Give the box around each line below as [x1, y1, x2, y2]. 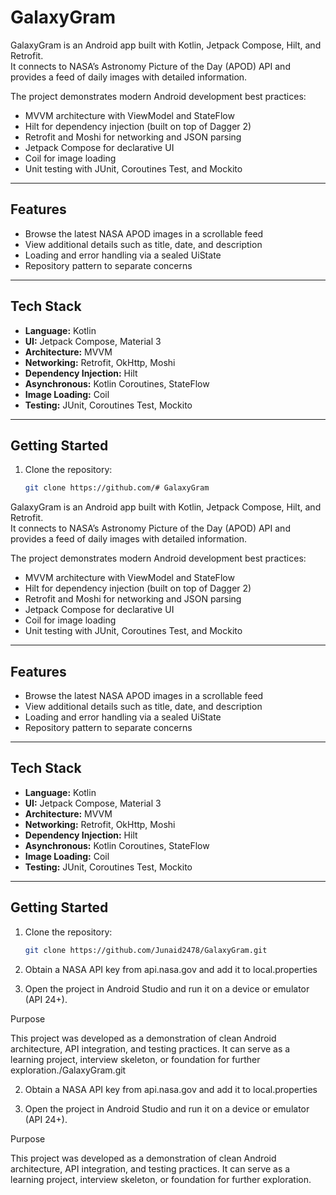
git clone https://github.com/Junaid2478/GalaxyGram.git [24, 945, 268, 955]
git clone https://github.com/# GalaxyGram [24, 483, 210, 493]
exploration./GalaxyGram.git [10, 1064, 127, 1076]
